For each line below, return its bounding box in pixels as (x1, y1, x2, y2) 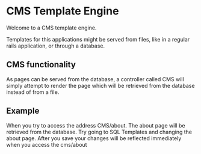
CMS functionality (6, 60, 76, 70)
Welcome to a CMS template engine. (6, 24, 97, 31)
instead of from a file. (6, 88, 60, 96)
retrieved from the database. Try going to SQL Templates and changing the (6, 128, 193, 135)
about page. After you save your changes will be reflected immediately (6, 134, 182, 142)
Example (6, 106, 40, 116)
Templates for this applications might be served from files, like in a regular (6, 35, 190, 43)
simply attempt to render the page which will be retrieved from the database (6, 82, 195, 89)
